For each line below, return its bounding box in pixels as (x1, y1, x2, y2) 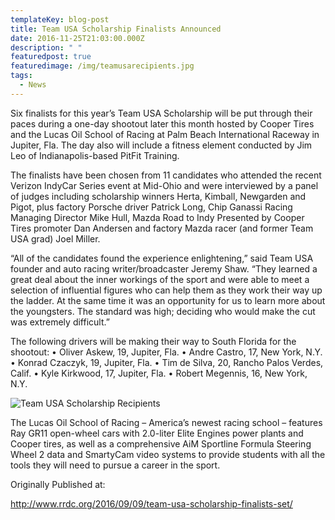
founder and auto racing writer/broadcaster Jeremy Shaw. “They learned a (10, 262, 318, 275)
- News (19, 80, 47, 90)
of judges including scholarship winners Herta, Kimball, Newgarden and (10, 190, 307, 202)
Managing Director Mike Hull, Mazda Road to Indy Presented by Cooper (10, 211, 305, 223)
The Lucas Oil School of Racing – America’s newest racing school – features (10, 416, 323, 428)
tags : (10, 71, 33, 81)
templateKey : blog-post (10, 14, 110, 25)
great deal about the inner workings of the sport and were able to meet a (10, 273, 310, 285)
